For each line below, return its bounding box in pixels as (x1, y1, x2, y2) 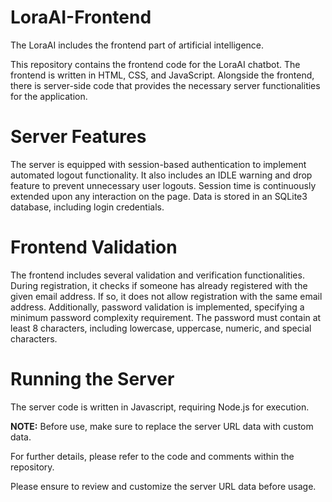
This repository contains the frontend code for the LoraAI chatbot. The (10, 58, 301, 70)
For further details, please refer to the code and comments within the (10, 450, 295, 462)
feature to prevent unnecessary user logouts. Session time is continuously (10, 179, 317, 191)
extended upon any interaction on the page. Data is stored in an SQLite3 (10, 190, 308, 202)
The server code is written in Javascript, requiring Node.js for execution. (10, 401, 310, 413)
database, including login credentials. (10, 201, 165, 213)
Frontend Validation (10, 236, 178, 259)
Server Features (10, 126, 147, 148)
